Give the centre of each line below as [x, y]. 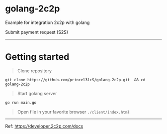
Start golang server [37, 93]
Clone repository [35, 71]
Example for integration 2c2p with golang [47, 22]
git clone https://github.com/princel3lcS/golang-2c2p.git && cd [75, 80]
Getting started [37, 57]
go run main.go [21, 103]
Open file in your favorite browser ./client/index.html [74, 112]
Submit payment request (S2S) [37, 32]
